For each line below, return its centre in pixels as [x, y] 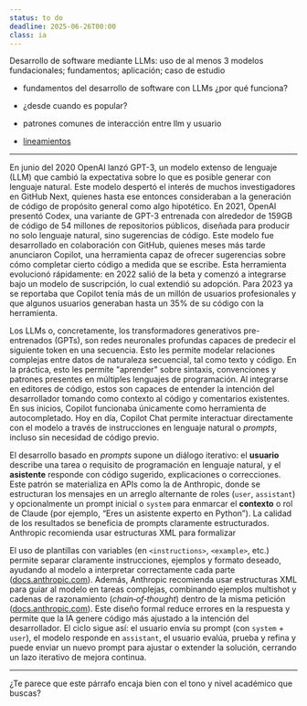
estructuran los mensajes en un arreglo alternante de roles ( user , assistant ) [153, 494]
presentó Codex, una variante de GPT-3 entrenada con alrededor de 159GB [151, 216]
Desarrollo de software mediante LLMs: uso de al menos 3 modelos [137, 61]
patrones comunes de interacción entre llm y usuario [122, 123]
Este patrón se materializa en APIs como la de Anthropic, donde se [135, 484]
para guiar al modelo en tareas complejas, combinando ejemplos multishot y [153, 589]
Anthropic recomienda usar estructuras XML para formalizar [123, 533]
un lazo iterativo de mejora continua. [78, 658]
